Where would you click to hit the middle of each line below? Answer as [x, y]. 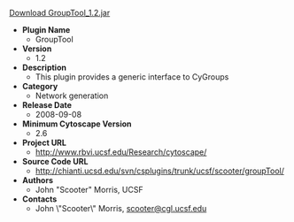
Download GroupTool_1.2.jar [60, 13]
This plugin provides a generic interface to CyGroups [132, 77]
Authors [37, 180]
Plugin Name [46, 30]
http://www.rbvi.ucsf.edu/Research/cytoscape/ [121, 152]
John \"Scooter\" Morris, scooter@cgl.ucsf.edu [121, 208]
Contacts [39, 199]
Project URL [44, 142]
